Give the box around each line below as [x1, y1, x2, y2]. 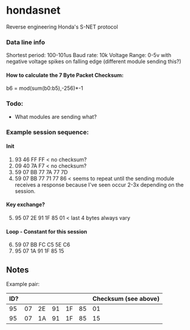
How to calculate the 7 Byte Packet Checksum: [6, 71, 123, 78]
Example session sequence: [6, 128, 89, 136]
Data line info [6, 38, 46, 46]
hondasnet [6, 4, 61, 17]
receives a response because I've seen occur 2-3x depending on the [14, 181, 184, 188]
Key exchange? [6, 201, 46, 208]
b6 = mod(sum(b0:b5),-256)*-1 [6, 84, 83, 92]
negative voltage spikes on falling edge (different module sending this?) [6, 58, 182, 65]
